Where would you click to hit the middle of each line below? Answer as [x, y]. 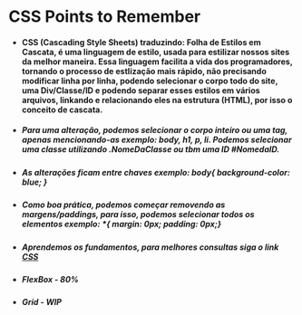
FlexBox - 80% [50, 279]
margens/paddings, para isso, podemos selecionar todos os [138, 215]
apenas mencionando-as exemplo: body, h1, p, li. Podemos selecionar [156, 140]
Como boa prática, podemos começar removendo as [123, 205]
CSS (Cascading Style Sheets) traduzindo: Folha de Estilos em [141, 42]
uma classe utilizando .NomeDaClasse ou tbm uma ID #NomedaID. [151, 149]
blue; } [34, 182]
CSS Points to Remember [105, 17]
